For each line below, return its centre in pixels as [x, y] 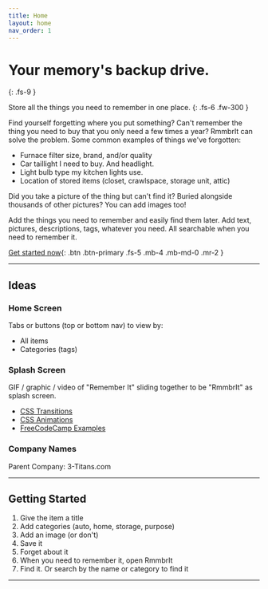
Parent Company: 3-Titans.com [60, 466]
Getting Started [47, 498]
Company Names [43, 449]
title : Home [28, 16]
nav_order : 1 [30, 30]
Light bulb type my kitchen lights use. [81, 172]
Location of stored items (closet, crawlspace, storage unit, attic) [125, 181]
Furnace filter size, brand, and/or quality [86, 156]
